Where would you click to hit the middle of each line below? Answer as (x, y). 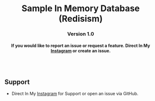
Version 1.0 (81, 34)
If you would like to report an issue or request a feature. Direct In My (81, 45)
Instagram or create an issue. (81, 50)
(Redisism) (81, 19)
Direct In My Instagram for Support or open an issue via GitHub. (75, 94)
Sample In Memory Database (81, 8)
